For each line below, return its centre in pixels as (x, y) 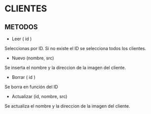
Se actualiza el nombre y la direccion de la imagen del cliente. (67, 106)
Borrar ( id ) (23, 77)
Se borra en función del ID (31, 87)
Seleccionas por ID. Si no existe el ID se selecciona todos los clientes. (75, 48)
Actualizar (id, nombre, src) (39, 96)
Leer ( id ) (22, 39)
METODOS (21, 27)
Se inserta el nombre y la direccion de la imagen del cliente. (65, 68)
